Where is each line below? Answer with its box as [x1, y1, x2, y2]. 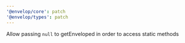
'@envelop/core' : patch [6, 8, 66, 15]
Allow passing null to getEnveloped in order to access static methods [6, 30, 179, 37]
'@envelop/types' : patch [6, 14, 68, 20]
